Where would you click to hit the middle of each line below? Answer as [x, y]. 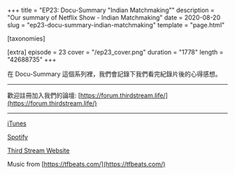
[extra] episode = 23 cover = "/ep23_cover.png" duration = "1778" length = [115, 52]
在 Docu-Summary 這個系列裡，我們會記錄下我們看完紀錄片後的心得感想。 [114, 74]
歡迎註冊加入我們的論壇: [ [44, 95]
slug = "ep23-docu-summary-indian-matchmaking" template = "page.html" [116, 25]
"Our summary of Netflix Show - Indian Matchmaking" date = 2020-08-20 [114, 17]
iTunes [17, 123]
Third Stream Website [38, 150]
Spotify [17, 137]
